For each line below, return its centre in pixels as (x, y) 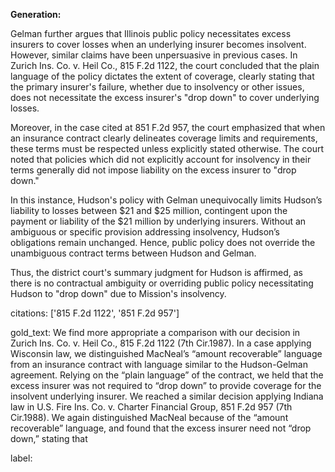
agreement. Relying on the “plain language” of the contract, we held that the (167, 375)
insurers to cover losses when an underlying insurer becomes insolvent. (158, 44)
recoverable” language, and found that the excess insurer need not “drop (161, 428)
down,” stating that (49, 438)
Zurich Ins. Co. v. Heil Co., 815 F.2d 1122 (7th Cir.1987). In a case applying (161, 343)
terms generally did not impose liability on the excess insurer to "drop (153, 170)
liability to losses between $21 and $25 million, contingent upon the (149, 210)
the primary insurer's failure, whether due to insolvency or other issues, (157, 87)
